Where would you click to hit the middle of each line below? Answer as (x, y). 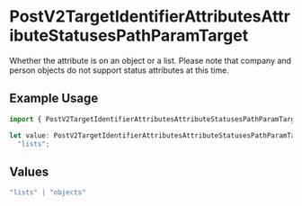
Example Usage (54, 99)
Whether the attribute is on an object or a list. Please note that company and (151, 60)
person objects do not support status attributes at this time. (119, 70)
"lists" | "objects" (48, 193)
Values (29, 171)
